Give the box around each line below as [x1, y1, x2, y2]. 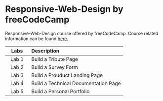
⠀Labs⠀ [7, 47, 27, 54]
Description [31, 47, 60, 54]
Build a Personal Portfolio [31, 88, 90, 95]
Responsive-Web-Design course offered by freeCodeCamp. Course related [5, 30, 159, 36]
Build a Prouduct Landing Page [31, 72, 103, 79]
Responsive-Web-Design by [5, 3, 123, 15]
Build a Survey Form [31, 63, 78, 70]
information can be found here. [5, 36, 68, 42]
